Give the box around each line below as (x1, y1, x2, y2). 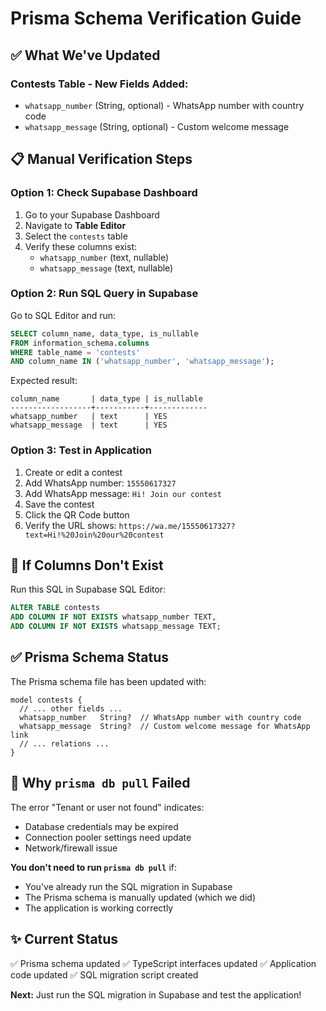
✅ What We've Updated (10, 47, 161, 64)
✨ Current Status (10, 931, 119, 948)
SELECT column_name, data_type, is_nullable (10, 328, 199, 339)
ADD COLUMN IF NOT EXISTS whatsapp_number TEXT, (10, 612, 217, 622)
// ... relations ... (19, 738, 110, 749)
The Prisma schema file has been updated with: (10, 675, 207, 687)
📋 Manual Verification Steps (10, 151, 193, 168)
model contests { (10, 695, 83, 705)
